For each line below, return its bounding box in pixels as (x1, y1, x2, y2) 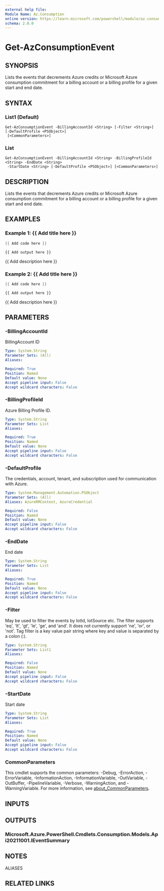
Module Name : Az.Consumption (5, 12, 64, 17)
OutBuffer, (5, 780, 26, 786)
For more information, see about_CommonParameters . (41, 785, 150, 791)
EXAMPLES (5, 215, 41, 223)
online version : (5, 16, 38, 21)
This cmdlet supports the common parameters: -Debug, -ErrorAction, (5, 770, 145, 776)
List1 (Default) (5, 114, 39, 120)
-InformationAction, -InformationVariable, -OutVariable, (34, 775, 145, 781)
